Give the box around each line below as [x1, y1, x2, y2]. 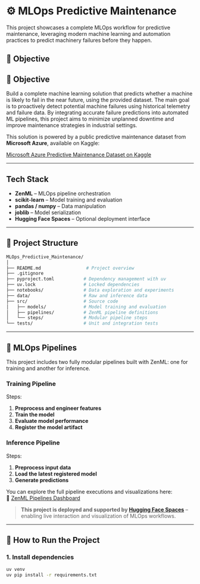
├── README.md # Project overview [6, 265, 135, 271]
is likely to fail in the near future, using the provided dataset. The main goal [6, 97, 189, 104]
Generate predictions [14, 476, 69, 484]
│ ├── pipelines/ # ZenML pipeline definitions [6, 309, 159, 316]
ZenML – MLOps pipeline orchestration [14, 190, 111, 197]
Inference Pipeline [6, 438, 61, 447]
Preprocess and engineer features [14, 404, 102, 412]
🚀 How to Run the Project [6, 535, 100, 545]
